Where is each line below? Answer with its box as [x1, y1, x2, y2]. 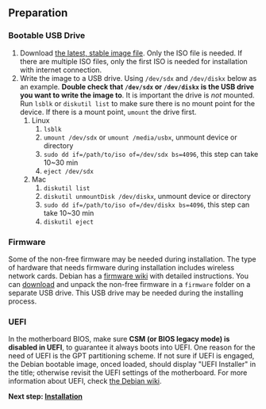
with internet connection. [19, 65, 102, 75]
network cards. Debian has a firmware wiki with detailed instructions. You [8, 271, 249, 281]
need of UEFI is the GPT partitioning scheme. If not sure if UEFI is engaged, [8, 351, 255, 361]
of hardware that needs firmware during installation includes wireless [8, 262, 235, 272]
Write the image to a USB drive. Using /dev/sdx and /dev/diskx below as [19, 73, 257, 82]
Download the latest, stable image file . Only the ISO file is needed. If [19, 48, 243, 58]
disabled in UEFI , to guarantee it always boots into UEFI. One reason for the [8, 342, 256, 352]
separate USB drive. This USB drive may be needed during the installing [8, 288, 244, 297]
